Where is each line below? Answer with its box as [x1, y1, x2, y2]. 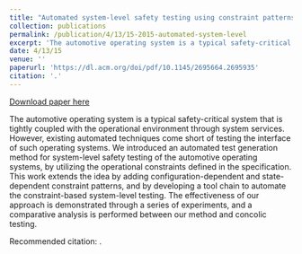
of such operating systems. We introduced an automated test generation [9, 142, 279, 153]
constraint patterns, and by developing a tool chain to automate [51, 180, 287, 191]
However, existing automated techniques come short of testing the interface [9, 132, 291, 144]
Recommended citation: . [9, 235, 102, 247]
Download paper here [9, 96, 90, 107]
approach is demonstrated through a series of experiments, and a [9, 199, 253, 210]
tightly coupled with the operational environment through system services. [9, 123, 285, 134]
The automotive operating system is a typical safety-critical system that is [9, 113, 283, 124]
